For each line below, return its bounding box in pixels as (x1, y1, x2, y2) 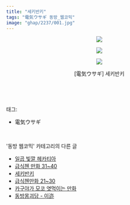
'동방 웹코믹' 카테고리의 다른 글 (6, 143, 77, 150)
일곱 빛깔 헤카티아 (14, 155, 56, 162)
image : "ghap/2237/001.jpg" (6, 20, 76, 26)
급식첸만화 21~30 (14, 178, 56, 185)
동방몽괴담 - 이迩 (14, 193, 54, 200)
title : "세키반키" (6, 8, 47, 15)
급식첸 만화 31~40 (14, 163, 57, 170)
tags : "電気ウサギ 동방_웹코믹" (6, 14, 75, 20)
